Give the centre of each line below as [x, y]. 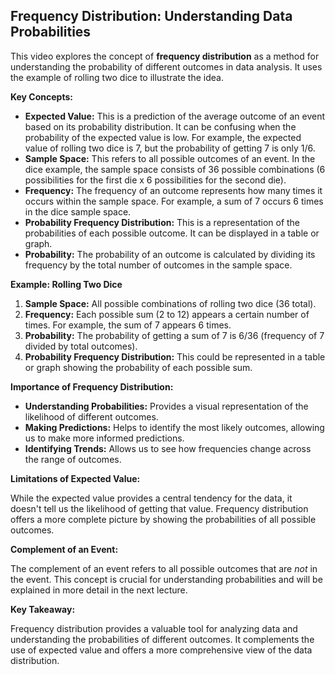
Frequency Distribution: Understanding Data [151, 16]
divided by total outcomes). [81, 346]
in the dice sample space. [78, 211]
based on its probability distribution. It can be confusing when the [160, 126]
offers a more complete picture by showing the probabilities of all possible [163, 519]
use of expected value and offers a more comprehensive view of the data [161, 650]
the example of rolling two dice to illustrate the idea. [117, 77]
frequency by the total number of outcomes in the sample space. [158, 265]
